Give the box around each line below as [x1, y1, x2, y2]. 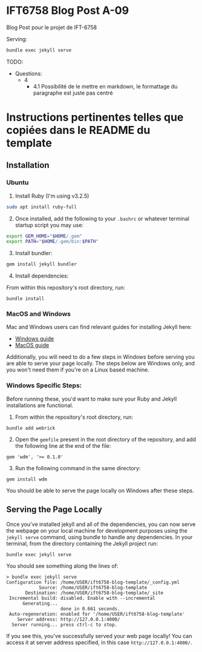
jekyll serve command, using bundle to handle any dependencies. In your [6, 533, 193, 541]
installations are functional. [6, 401, 74, 409]
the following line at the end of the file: [15, 442, 111, 449]
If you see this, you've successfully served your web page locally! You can [6, 633, 192, 640]
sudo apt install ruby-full [6, 204, 77, 210]
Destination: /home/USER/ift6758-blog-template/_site [25, 590, 164, 596]
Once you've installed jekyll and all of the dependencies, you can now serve [6, 521, 196, 528]
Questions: [15, 70, 42, 77]
